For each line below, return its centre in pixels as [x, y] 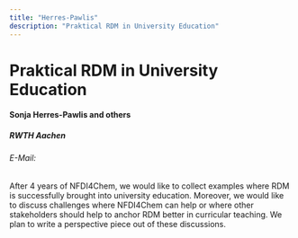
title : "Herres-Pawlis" [54, 18]
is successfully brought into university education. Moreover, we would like [147, 195]
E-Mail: [23, 158]
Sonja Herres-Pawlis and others [70, 115]
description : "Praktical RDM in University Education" [114, 26]
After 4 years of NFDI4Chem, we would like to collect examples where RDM [149, 186]
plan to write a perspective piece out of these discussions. [118, 224]
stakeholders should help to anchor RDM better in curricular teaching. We [146, 214]
